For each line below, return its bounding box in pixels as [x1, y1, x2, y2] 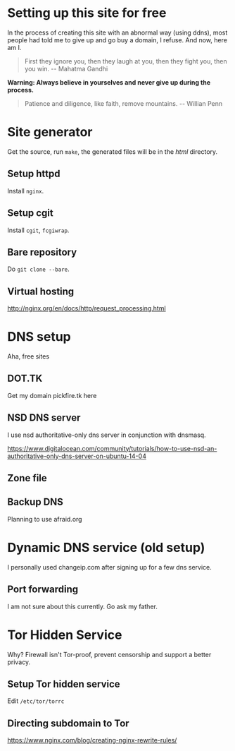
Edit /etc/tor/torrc [7, 697, 65, 705]
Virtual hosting [7, 285, 75, 297]
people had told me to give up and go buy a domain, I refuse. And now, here [7, 35, 227, 44]
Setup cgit [7, 207, 54, 220]
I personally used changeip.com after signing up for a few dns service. [7, 563, 212, 571]
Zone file [7, 472, 47, 484]
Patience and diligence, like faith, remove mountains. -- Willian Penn [24, 99, 223, 107]
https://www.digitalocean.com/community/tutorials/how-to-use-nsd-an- [7, 444, 217, 452]
